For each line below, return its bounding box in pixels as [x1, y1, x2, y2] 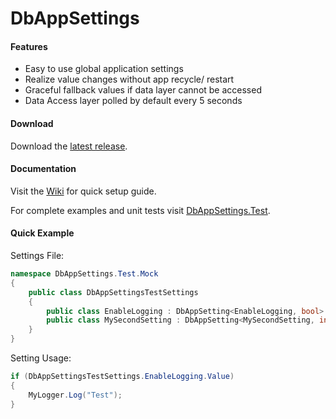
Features [10, 40, 48, 52]
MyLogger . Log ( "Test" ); [28, 390, 123, 400]
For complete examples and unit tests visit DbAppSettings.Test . [10, 204, 271, 216]
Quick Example [10, 227, 75, 239]
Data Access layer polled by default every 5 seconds [24, 95, 243, 107]
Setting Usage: [10, 352, 72, 364]
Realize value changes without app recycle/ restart [24, 73, 235, 86]
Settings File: [10, 250, 65, 261]
